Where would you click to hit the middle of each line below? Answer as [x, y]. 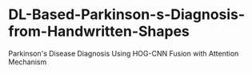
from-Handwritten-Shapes [99, 31]
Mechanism [28, 62]
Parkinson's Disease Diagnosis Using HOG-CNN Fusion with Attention [124, 53]
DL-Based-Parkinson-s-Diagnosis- [127, 15]
